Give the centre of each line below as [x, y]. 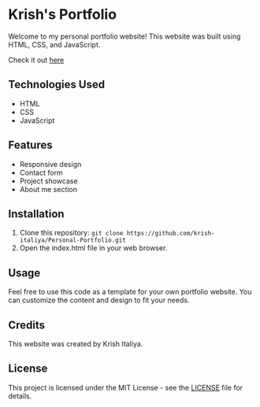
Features [30, 145]
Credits [27, 325]
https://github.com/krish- [171, 234]
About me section [48, 189]
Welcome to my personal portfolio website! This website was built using [124, 36]
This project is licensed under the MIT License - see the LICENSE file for [125, 387]
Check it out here [36, 60]
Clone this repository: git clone [71, 233]
